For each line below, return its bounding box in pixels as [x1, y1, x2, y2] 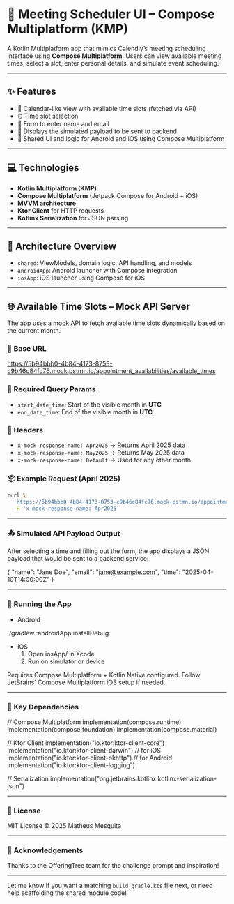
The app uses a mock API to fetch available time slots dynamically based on [7, 319, 225, 327]
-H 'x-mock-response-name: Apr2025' [13, 505, 120, 512]
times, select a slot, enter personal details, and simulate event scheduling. [7, 59, 219, 67]
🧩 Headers [7, 425, 44, 435]
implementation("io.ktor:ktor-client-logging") [7, 760, 136, 769]
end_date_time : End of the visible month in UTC [17, 407, 153, 416]
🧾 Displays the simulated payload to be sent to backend [17, 127, 178, 135]
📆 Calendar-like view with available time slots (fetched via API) [17, 104, 197, 112]
